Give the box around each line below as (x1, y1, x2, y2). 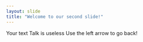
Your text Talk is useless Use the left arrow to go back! (6, 29, 138, 36)
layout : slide (6, 8, 41, 14)
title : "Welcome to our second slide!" (6, 14, 104, 20)
